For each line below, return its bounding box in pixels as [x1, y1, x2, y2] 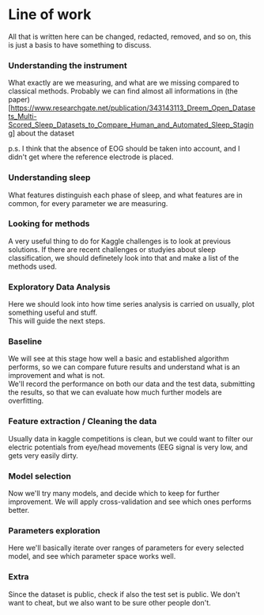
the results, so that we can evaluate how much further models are [8, 388, 223, 397]
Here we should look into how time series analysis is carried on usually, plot [8, 300, 255, 309]
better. [8, 506, 30, 515]
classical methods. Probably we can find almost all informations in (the [8, 86, 239, 96]
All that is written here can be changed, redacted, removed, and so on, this [8, 32, 251, 41]
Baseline [8, 336, 43, 347]
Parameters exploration [8, 525, 101, 536]
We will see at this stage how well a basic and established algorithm [8, 354, 229, 364]
